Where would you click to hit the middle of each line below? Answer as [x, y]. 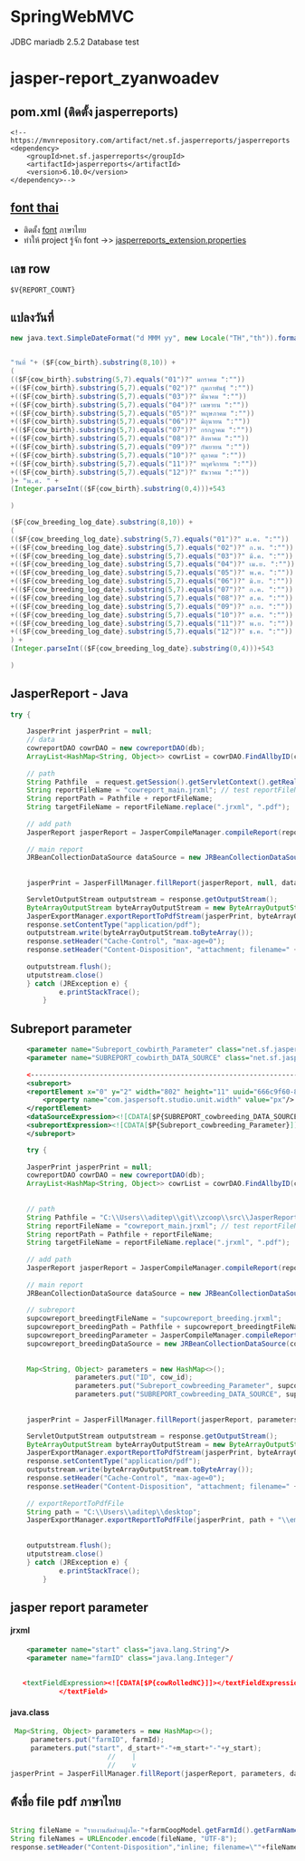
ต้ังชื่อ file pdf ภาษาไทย [66, 1802]
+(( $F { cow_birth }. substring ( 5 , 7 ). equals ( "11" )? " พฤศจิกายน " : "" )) [134, 464]
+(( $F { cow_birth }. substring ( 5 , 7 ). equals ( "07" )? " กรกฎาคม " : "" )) [132, 430]
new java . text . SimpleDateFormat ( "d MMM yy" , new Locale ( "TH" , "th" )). [144, 338]
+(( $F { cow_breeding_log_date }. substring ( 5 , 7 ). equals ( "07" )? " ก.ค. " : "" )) [152, 590]
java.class [30, 1712]
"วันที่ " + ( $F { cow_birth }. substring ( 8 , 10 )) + [93, 363]
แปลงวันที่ [32, 318]
